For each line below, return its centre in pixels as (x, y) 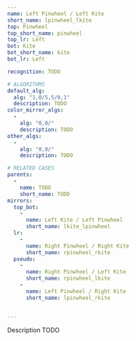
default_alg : (26, 91)
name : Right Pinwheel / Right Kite (77, 246)
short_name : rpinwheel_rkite (68, 252)
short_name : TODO (45, 194)
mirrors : (20, 200)
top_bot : (26, 207)
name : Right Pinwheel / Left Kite (76, 272)
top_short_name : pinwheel (45, 33)
